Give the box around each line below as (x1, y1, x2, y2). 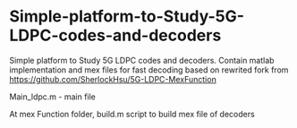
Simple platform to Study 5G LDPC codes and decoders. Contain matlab (9, 55, 275, 65)
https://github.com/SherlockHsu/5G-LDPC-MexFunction (9, 73, 216, 84)
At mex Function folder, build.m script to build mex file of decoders (9, 108, 255, 119)
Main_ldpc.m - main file (9, 91, 97, 102)
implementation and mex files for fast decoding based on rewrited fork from (9, 64, 289, 75)
